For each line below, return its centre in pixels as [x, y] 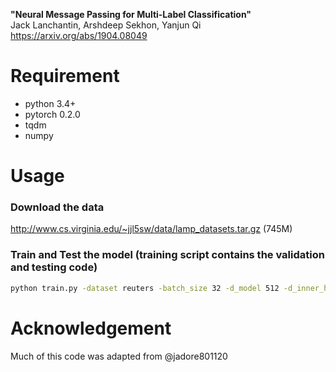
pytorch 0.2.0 [52, 114]
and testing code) [54, 267]
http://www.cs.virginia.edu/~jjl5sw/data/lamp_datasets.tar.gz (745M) [151, 229]
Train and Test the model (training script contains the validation [167, 255]
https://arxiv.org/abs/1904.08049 [79, 35]
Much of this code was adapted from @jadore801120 [119, 356]
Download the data [57, 207]
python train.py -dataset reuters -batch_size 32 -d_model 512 [145, 288]
